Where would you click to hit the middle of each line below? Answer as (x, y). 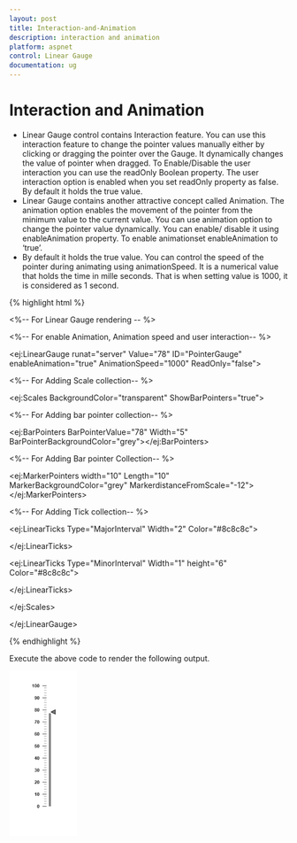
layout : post (33, 19)
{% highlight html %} (47, 302)
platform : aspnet (41, 47)
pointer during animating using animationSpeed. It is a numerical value (150, 267)
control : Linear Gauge (51, 56)
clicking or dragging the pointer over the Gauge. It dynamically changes (152, 153)
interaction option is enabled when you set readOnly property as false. (150, 182)
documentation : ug (43, 66)
